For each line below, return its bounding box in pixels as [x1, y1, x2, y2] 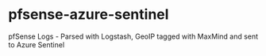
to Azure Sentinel [8, 39, 65, 49]
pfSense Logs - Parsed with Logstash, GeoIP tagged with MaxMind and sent [8, 32, 259, 41]
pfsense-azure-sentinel [8, 6, 169, 24]
